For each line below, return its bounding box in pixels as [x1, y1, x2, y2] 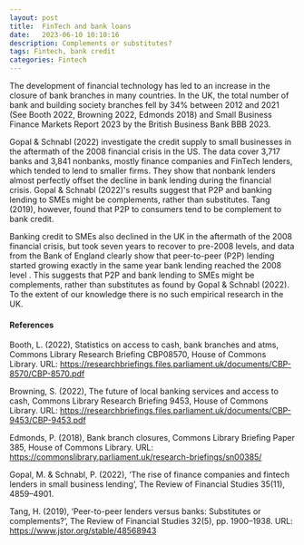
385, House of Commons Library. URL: [9, 442, 154, 453]
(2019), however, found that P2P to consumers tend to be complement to [9, 204, 282, 214]
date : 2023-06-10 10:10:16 [9, 30, 120, 39]
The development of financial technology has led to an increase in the [9, 81, 270, 91]
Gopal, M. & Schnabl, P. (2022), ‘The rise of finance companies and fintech [9, 469, 290, 481]
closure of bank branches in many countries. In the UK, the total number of [9, 90, 289, 101]
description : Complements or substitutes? [9, 38, 172, 48]
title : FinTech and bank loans [9, 22, 132, 31]
